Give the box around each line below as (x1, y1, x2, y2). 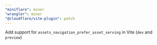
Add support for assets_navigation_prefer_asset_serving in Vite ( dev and (5, 30, 153, 35)
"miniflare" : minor (5, 7, 45, 12)
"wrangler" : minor (5, 12, 42, 16)
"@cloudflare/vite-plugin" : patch (5, 16, 75, 21)
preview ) (5, 34, 22, 40)
